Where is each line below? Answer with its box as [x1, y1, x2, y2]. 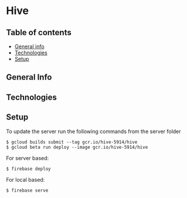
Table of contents [6, 28, 72, 37]
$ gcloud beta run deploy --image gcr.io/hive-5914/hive [6, 144, 148, 150]
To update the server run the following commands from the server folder [6, 128, 181, 135]
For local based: [6, 176, 45, 183]
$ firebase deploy [6, 166, 51, 172]
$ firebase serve [6, 187, 49, 193]
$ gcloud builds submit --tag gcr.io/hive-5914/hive [6, 139, 138, 145]
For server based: [6, 154, 49, 162]
